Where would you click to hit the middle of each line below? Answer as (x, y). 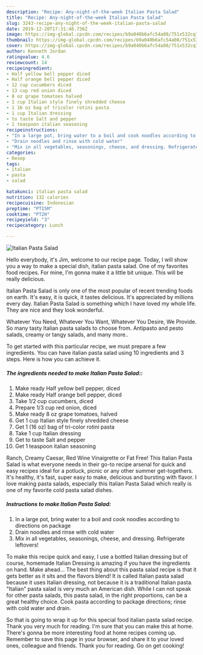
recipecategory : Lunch (35, 225)
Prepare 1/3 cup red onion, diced (56, 407)
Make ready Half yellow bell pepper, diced (67, 388)
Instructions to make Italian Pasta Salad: (59, 504)
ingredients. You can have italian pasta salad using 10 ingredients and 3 (95, 353)
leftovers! (27, 545)
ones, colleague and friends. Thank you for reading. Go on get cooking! (95, 645)
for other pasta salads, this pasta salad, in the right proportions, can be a (97, 595)
